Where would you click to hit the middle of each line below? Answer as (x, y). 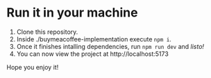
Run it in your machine (72, 13)
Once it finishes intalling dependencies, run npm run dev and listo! (110, 46)
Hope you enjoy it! (33, 67)
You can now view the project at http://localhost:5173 (93, 54)
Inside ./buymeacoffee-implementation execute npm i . (94, 39)
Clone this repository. (47, 32)
